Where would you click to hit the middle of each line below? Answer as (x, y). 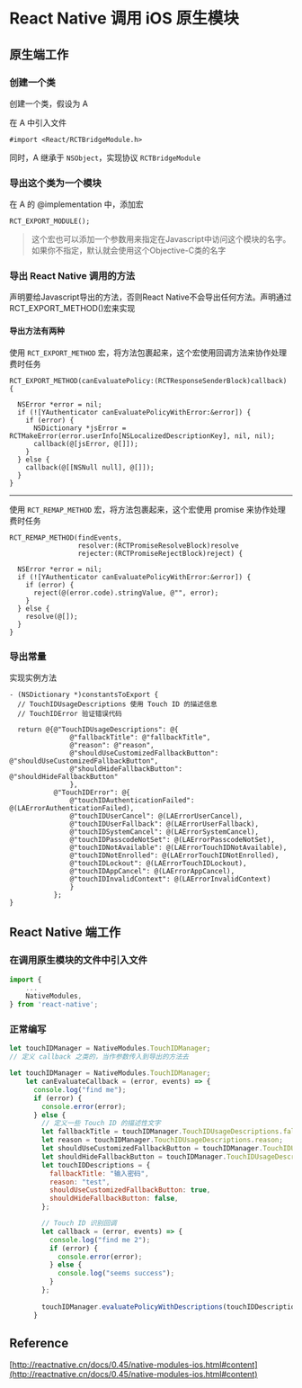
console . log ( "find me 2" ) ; (100, 1240)
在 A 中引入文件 (38, 122)
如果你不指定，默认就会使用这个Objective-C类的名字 (129, 251)
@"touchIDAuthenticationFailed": (132, 800)
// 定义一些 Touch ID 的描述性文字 (102, 1124)
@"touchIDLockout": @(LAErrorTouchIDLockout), (158, 863)
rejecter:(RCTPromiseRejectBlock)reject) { (160, 553)
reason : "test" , (80, 1182)
